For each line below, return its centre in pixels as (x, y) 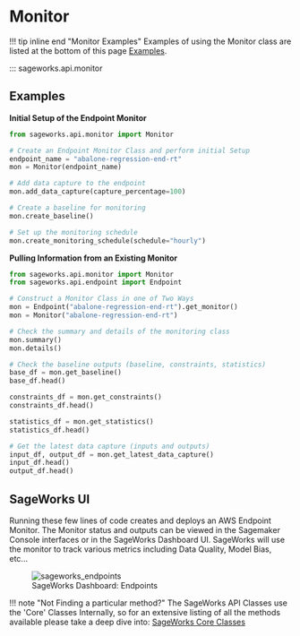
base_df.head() (38, 381)
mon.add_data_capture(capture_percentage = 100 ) (98, 192)
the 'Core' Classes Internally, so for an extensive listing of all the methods (145, 612)
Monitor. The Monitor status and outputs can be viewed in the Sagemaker (145, 529)
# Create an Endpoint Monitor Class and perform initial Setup (130, 150)
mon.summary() (36, 339)
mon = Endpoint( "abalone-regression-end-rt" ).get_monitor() (124, 307)
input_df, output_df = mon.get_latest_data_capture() (112, 454)
